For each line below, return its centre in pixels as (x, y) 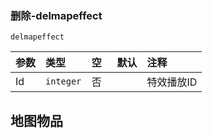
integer (63, 81)
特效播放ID (172, 82)
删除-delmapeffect (56, 15)
